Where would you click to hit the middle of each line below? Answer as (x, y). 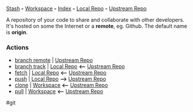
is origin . (17, 32)
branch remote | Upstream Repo (54, 60)
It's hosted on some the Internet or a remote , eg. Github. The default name (96, 26)
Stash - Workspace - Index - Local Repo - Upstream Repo (76, 9)
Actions (18, 47)
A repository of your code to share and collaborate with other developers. (95, 20)
